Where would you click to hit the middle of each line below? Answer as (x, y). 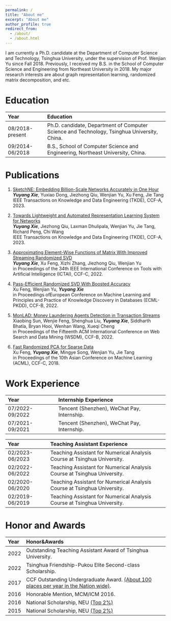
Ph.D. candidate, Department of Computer (97, 125)
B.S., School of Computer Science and (93, 146)
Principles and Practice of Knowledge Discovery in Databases (77, 300)
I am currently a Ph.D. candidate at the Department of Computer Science (81, 53)
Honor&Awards (45, 542)
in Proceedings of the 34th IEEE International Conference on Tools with (87, 268)
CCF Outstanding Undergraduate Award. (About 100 (89, 579)
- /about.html (25, 39)
